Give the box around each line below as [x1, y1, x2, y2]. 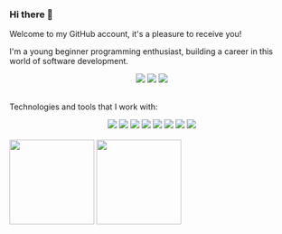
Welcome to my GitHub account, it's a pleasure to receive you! [9, 29, 242, 40]
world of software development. [9, 56, 129, 67]
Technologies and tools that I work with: [9, 101, 158, 112]
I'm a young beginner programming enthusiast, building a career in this [9, 46, 274, 57]
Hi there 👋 [9, 8, 54, 21]
